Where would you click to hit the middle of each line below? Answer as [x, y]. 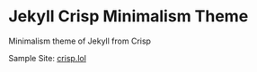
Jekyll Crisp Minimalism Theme [128, 16]
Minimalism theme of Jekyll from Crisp [80, 41]
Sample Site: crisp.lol [48, 58]
